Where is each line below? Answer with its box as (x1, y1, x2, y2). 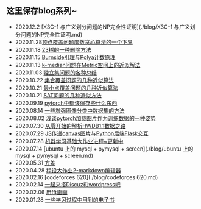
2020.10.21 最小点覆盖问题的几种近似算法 (15, 84, 119, 91)
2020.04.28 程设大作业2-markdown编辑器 (15, 166, 121, 174)
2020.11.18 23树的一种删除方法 (15, 46, 91, 53)
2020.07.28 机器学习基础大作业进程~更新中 (15, 137, 124, 144)
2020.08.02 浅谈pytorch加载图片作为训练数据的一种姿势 (15, 115, 157, 122)
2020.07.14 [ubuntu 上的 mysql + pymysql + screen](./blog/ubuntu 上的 (15, 145, 194, 152)
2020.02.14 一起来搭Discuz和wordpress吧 (15, 180, 121, 188)
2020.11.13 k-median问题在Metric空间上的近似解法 (15, 61, 141, 68)
